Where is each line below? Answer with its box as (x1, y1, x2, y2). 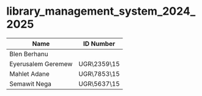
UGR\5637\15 (78, 79, 121, 88)
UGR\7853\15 (78, 69, 121, 78)
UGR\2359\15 (78, 59, 121, 68)
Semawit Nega (9, 79, 52, 88)
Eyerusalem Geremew (9, 59, 73, 68)
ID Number (83, 39, 115, 48)
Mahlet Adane (9, 69, 50, 78)
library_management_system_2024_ (6, 4, 196, 18)
